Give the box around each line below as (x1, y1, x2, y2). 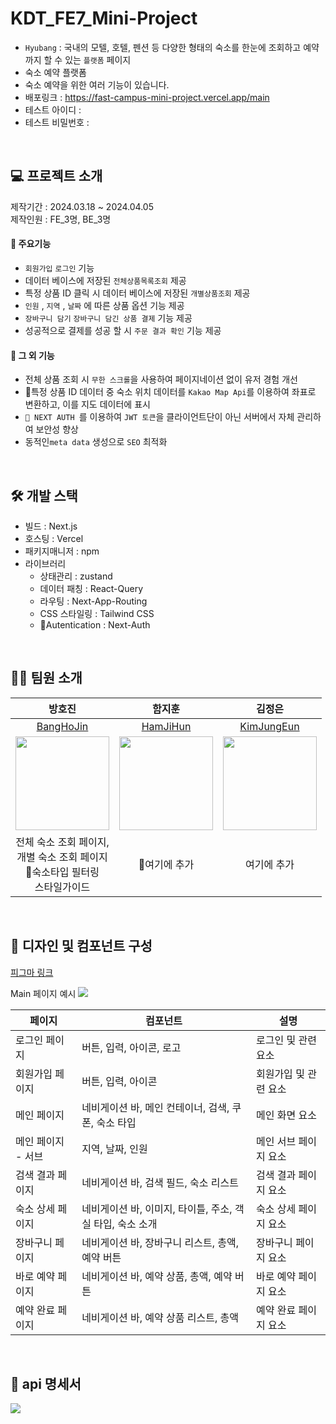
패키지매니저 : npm (24, 545, 100, 557)
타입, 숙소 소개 (93, 1217, 158, 1231)
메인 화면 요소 (255, 1108, 317, 1122)
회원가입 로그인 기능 (24, 262, 95, 274)
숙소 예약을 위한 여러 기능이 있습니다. (24, 78, 170, 91)
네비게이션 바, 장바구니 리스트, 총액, (81, 1235, 240, 1249)
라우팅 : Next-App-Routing (39, 595, 148, 607)
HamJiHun (141, 719, 192, 733)
